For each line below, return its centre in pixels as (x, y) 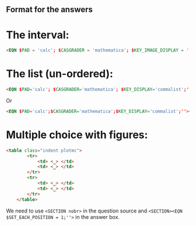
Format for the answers (50, 10)
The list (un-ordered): (60, 74)
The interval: (38, 35)
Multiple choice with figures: (77, 135)
